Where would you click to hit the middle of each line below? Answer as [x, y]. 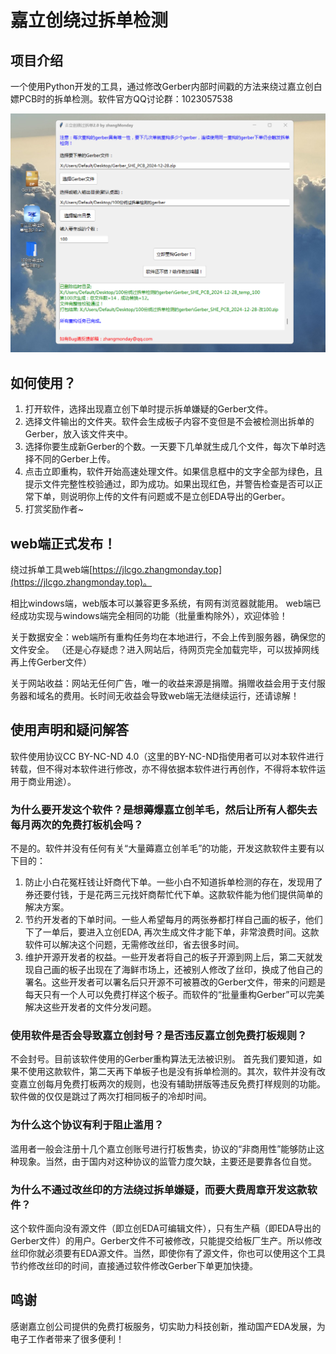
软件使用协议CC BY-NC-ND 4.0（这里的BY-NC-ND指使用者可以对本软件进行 [167, 756]
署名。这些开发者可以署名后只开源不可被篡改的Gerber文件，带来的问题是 [175, 982]
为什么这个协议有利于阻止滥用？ [87, 1125]
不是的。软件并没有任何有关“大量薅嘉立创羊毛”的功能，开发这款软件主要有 [163, 848]
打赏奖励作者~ [54, 509]
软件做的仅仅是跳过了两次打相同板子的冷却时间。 [111, 1097]
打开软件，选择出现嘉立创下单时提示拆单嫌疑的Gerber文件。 [148, 409]
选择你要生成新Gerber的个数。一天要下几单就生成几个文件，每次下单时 [170, 447]
